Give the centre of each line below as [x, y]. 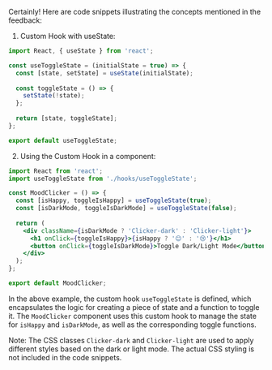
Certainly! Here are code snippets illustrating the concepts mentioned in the [135, 12]
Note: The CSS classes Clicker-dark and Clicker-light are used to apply [131, 340]
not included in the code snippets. [65, 357]
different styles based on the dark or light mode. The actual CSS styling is [132, 349]
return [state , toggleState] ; [66, 118]
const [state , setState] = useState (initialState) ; [105, 73]
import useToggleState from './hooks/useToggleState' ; [103, 179]
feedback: [25, 20]
